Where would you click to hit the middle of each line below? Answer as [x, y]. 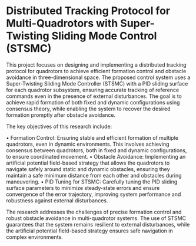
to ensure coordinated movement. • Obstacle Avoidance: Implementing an [96, 156]
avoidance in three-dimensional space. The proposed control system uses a [98, 77]
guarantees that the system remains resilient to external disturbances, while [98, 224]
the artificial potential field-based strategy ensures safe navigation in [89, 231]
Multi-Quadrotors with [62, 23]
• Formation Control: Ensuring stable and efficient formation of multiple [92, 137]
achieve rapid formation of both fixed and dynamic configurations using [93, 102]
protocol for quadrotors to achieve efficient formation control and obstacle [96, 71]
